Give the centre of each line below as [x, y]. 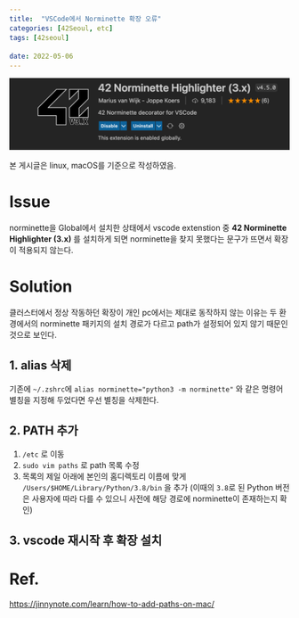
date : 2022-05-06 [41, 57]
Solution [41, 287]
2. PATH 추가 [44, 431]
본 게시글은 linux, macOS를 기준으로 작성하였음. [93, 166]
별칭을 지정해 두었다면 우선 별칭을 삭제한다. [84, 400]
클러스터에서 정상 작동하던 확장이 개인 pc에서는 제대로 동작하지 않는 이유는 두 [143, 312]
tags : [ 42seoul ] [39, 37]
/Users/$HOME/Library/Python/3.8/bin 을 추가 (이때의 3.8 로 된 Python [148, 487]
